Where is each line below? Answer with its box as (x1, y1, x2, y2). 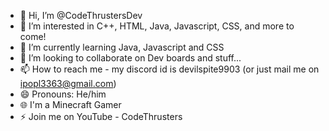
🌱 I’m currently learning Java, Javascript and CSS (19, 41, 225, 53)
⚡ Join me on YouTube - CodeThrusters (19, 111, 183, 122)
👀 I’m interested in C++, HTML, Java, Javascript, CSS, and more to (19, 20, 295, 32)
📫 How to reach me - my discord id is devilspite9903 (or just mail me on (19, 63, 320, 75)
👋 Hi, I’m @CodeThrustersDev (19, 10, 143, 21)
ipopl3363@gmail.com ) (19, 78, 117, 89)
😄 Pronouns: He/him (19, 88, 107, 100)
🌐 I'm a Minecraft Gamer (19, 99, 122, 110)
